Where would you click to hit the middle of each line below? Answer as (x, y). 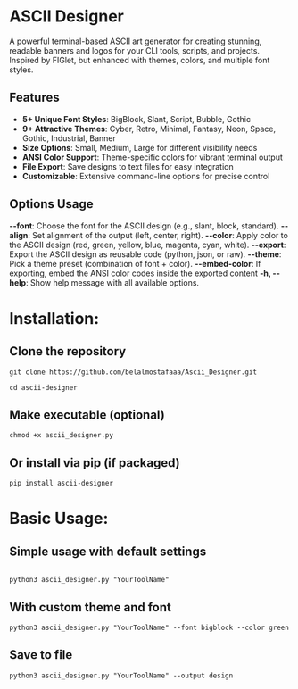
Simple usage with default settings (108, 551)
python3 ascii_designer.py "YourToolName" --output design (121, 676)
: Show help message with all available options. (112, 282)
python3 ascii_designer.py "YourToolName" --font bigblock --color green (149, 627)
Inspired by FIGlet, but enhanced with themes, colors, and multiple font (140, 60)
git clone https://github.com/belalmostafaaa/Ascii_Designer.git (133, 372)
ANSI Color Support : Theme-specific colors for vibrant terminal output (153, 157)
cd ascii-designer (43, 387)
